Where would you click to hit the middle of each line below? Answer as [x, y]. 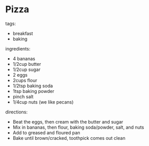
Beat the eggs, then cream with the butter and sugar [68, 121]
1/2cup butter [27, 64]
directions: [17, 112]
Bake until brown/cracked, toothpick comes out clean [69, 138]
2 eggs [20, 75]
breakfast [23, 33]
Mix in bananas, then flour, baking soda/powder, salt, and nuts [78, 127]
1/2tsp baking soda [33, 86]
